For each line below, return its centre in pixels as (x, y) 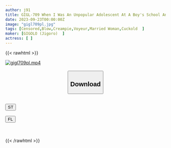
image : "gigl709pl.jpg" (31, 24)
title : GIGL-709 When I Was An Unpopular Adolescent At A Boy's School (83, 15)
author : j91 (18, 10)
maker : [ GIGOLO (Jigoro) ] (35, 34)
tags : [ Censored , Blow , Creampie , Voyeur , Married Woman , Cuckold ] (75, 29)
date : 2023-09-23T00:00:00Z (35, 19)
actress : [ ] (19, 39)
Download (85, 84)
